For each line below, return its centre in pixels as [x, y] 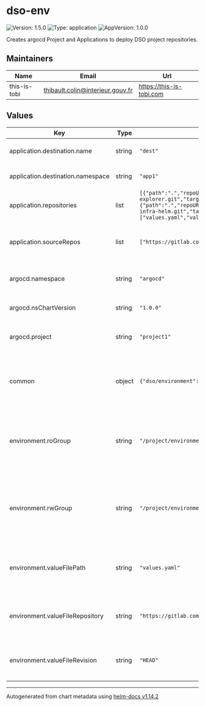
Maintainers [30, 59]
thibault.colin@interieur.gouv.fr [88, 90]
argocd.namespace [37, 278]
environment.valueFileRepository [56, 615]
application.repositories [43, 205]
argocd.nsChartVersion [43, 308]
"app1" [149, 176]
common [22, 381]
